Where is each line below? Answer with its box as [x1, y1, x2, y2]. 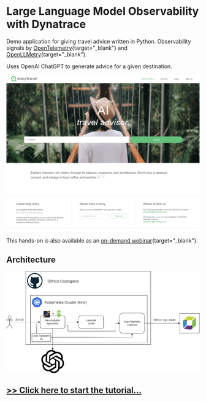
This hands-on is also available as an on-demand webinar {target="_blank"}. [6, 236, 198, 244]
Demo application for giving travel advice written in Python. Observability [6, 37, 191, 45]
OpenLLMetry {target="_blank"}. [6, 50, 88, 58]
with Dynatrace [6, 17, 86, 31]
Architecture [6, 254, 56, 265]
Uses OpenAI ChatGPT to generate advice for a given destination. [6, 63, 173, 70]
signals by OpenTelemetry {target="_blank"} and [6, 44, 128, 52]
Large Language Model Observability [6, 4, 199, 18]
